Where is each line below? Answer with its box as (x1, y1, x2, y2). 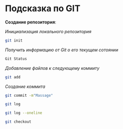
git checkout (5, 119, 32, 125)
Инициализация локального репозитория (5, 28, 91, 34)
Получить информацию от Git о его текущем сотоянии (5, 47, 118, 53)
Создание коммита (5, 84, 45, 89)
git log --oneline (5, 110, 42, 115)
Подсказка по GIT (5, 3, 81, 14)
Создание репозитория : (5, 19, 57, 25)
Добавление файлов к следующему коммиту (5, 65, 100, 71)
